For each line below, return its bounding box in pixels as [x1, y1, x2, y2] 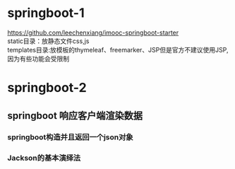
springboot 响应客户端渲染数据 [7, 110, 143, 122]
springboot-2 [7, 80, 87, 96]
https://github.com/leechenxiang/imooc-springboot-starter [7, 28, 179, 37]
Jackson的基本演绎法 [7, 153, 81, 163]
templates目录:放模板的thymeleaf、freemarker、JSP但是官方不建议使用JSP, [7, 45, 229, 54]
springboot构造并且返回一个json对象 [7, 132, 133, 142]
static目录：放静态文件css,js [7, 37, 90, 45]
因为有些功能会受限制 [7, 54, 69, 63]
